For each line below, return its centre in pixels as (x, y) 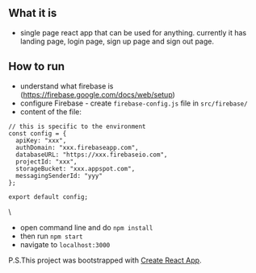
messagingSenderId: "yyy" (59, 176)
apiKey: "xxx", (41, 140)
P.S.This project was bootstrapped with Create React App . (105, 260)
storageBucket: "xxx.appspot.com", (76, 168)
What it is (33, 13)
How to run (37, 66)
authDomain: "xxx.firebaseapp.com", (77, 147)
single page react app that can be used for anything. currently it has (133, 32)
